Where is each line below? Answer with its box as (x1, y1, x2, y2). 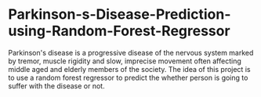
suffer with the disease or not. (8, 81, 105, 91)
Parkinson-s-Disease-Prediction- (8, 5, 231, 23)
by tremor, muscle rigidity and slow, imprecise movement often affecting (8, 56, 241, 66)
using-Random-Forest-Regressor (8, 22, 230, 40)
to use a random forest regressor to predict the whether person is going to (8, 73, 248, 82)
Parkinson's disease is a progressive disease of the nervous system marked (8, 48, 254, 57)
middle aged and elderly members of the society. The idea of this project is (8, 64, 251, 74)
